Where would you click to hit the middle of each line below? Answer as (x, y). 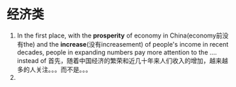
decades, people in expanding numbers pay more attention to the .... (117, 52)
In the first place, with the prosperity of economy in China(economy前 (119, 35)
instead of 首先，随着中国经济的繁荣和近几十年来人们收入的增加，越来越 (122, 60)
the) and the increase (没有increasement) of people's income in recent (126, 44)
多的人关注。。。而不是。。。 (54, 69)
